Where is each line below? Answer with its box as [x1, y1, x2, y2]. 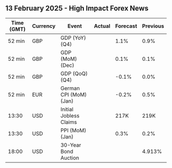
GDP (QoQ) [60, 70, 88, 77]
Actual [94, 22, 111, 30]
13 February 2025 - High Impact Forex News [5, 4, 148, 13]
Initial [60, 106, 74, 113]
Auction [60, 154, 79, 161]
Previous [142, 22, 164, 30]
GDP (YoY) [60, 34, 86, 41]
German [60, 84, 80, 91]
